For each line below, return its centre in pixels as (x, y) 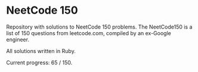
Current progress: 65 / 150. (39, 62)
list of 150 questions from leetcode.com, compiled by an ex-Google (89, 33)
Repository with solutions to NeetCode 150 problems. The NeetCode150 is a (99, 27)
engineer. (18, 39)
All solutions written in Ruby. (41, 51)
